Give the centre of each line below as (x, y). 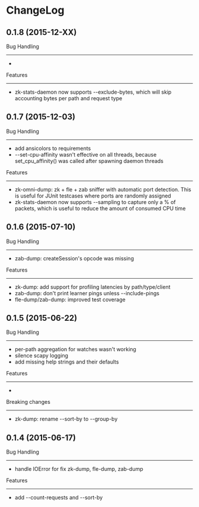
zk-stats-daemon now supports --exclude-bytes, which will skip (93, 92)
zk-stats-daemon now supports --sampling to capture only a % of (95, 202)
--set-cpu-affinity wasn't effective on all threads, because (86, 154)
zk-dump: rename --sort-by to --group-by (66, 419)
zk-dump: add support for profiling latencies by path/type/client (92, 287)
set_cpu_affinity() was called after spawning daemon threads (89, 161)
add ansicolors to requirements (53, 148)
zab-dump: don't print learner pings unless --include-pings (87, 293)
